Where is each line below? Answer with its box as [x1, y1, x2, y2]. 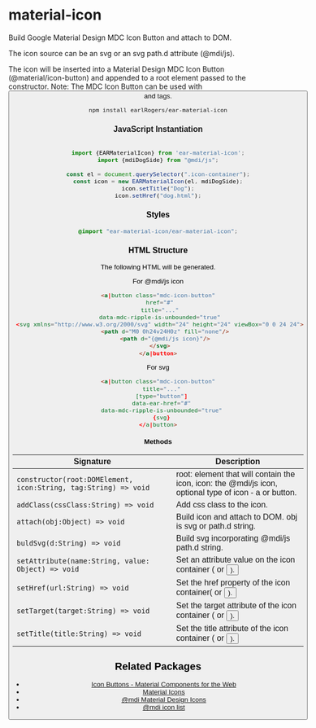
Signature [73, 456, 112, 466]
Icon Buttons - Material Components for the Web [91, 680, 237, 689]
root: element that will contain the [175, 469, 296, 479]
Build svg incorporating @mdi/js [175, 533, 291, 543]
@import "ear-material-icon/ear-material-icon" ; [78, 227, 238, 235]
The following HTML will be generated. [100, 262, 216, 271]
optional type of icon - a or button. [175, 487, 297, 498]
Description [214, 456, 261, 466]
